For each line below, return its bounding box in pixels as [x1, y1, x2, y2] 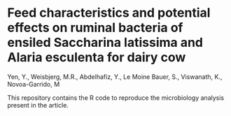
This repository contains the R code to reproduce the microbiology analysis [7, 93, 225, 102]
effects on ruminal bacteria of [7, 20, 183, 36]
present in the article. [7, 101, 69, 109]
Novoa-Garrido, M [7, 80, 60, 88]
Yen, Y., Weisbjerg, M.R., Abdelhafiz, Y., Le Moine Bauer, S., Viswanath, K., [7, 72, 223, 81]
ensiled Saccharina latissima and [7, 35, 204, 50]
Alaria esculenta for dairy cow [7, 50, 186, 66]
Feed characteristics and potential [7, 5, 211, 21]
